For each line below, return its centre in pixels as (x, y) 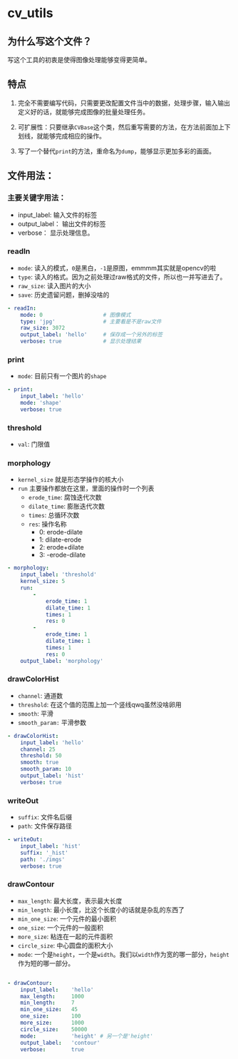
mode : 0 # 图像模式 (76, 315)
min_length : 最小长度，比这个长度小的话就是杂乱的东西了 (101, 909)
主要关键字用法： (37, 198)
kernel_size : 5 (43, 582)
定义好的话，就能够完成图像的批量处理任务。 (83, 111)
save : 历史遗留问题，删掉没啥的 (63, 295)
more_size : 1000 (52, 1023)
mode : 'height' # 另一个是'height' (87, 1036)
